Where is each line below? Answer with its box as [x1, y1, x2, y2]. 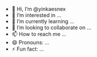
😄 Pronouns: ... [11, 39, 50, 46]
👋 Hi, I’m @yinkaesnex [11, 6, 66, 12]
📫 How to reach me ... [11, 31, 66, 37]
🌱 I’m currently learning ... [11, 18, 75, 24]
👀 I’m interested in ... [11, 12, 62, 19]
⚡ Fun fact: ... [11, 45, 44, 52]
